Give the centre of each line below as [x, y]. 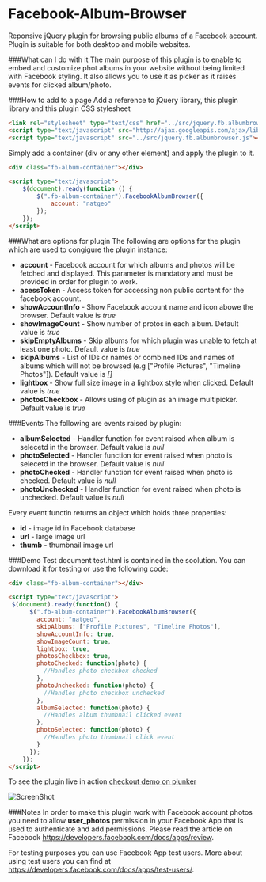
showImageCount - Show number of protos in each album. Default [129, 323]
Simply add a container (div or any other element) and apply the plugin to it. [131, 153]
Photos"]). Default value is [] [66, 374]
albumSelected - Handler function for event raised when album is [127, 438]
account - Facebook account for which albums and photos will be [127, 264]
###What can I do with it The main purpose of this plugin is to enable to [125, 59]
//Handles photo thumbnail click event [109, 737]
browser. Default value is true [68, 315]
